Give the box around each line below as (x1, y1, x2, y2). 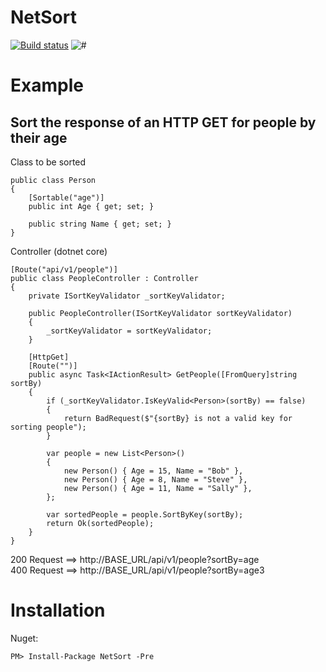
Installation (10, 599, 106, 622)
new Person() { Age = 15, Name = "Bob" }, (63, 466, 244, 476)
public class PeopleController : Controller (10, 273, 199, 283)
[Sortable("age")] (28, 192, 105, 203)
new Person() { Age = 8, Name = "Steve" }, (63, 474, 248, 485)
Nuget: (10, 632, 39, 644)
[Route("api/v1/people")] (10, 264, 118, 275)
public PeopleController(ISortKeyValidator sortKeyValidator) (28, 308, 293, 318)
